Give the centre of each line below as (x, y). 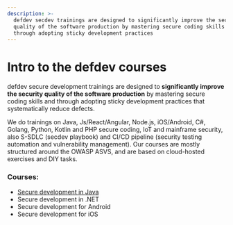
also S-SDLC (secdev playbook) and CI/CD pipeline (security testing (105, 137)
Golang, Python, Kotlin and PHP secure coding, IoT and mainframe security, (115, 130)
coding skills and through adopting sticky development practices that (106, 101)
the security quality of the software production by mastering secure (106, 94)
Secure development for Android (64, 207)
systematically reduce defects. (51, 109)
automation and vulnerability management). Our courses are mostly (104, 144)
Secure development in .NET (58, 199)
